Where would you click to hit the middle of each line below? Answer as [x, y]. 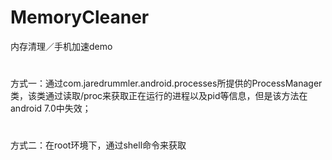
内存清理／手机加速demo [61, 46]
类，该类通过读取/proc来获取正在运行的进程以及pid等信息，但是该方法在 [159, 96]
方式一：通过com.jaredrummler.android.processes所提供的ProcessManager [166, 83]
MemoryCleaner [80, 17]
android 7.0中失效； [51, 108]
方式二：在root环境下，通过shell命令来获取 [98, 145]
